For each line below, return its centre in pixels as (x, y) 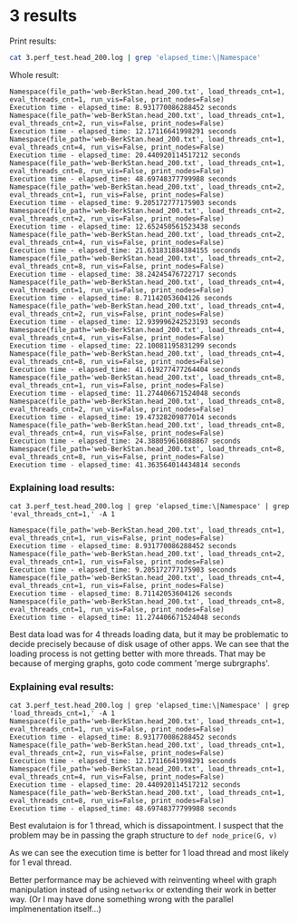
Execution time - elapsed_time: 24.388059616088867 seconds (125, 441)
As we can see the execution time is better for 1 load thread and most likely (149, 853)
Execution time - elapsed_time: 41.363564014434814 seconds (125, 465)
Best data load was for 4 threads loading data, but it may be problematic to (149, 634)
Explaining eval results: (62, 687)
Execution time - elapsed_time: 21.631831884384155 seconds (125, 250)
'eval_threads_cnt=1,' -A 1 (62, 515)
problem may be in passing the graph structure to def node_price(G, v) (144, 835)
